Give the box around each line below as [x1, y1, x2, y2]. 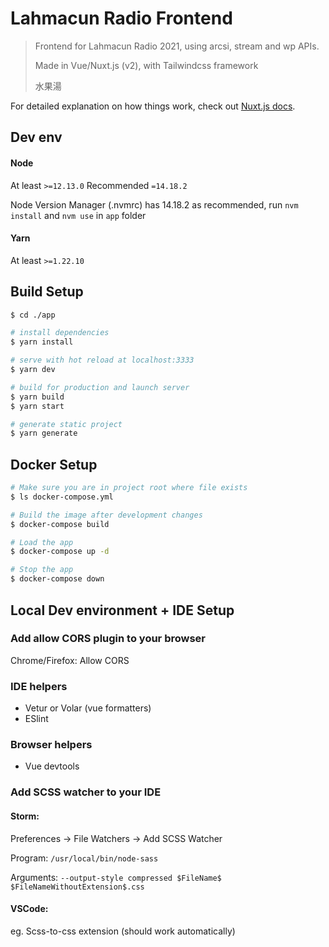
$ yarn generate [10, 428, 78, 439]
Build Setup [10, 283, 84, 301]
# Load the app [10, 537, 74, 547]
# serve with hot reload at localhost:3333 [10, 355, 195, 366]
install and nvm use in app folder [10, 209, 147, 221]
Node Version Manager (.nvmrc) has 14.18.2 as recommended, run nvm [10, 198, 299, 211]
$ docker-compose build [10, 519, 110, 529]
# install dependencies [10, 328, 110, 338]
